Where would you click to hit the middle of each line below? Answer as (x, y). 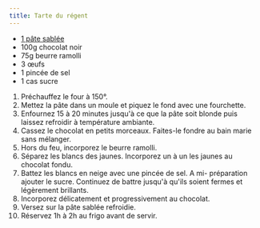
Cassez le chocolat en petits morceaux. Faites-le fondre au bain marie (136, 130)
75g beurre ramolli (51, 55)
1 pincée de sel (45, 72)
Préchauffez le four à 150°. (64, 96)
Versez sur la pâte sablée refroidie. (78, 207)
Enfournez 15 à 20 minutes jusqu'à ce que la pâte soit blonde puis (129, 114)
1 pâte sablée (42, 38)
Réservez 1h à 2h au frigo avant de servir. (89, 215)
